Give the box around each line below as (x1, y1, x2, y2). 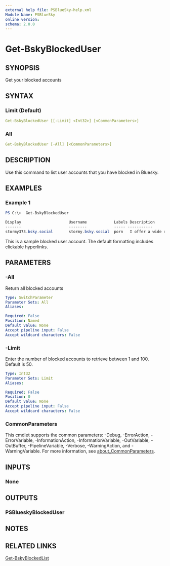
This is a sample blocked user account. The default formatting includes (5, 238, 153, 244)
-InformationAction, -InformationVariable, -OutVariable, (35, 437, 150, 443)
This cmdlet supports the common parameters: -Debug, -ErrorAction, (5, 432, 150, 438)
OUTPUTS (5, 494, 38, 502)
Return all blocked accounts (5, 285, 64, 291)
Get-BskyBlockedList (5, 555, 49, 561)
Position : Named (5, 318, 39, 323)
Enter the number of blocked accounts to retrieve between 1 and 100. (5, 356, 149, 362)
